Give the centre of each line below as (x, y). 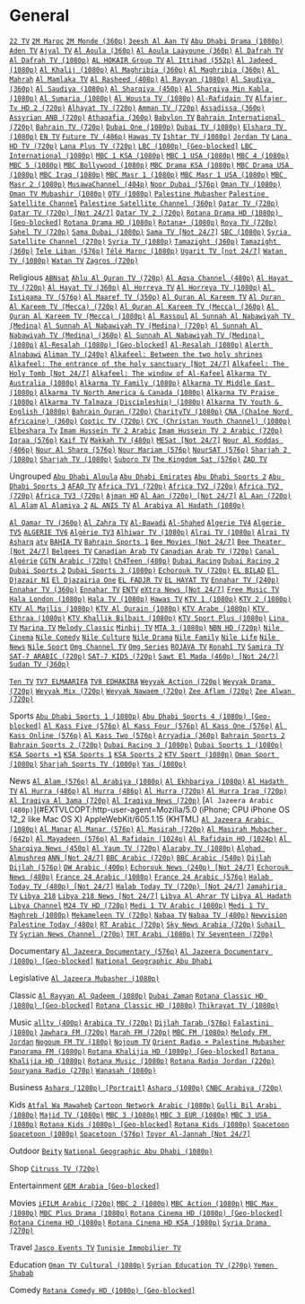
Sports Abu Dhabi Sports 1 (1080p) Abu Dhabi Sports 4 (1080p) (128, 716)
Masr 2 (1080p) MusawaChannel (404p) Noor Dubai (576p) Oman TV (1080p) (145, 184)
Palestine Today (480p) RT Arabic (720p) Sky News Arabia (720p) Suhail (145, 925)
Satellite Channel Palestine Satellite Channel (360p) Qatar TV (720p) (144, 203)
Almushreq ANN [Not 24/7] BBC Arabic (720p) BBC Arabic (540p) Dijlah (140, 858)
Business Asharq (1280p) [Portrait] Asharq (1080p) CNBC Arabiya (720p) (146, 1087)
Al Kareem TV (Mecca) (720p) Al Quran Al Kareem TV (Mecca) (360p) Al (142, 306)
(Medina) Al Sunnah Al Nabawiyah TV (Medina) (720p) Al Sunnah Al (134, 326)
